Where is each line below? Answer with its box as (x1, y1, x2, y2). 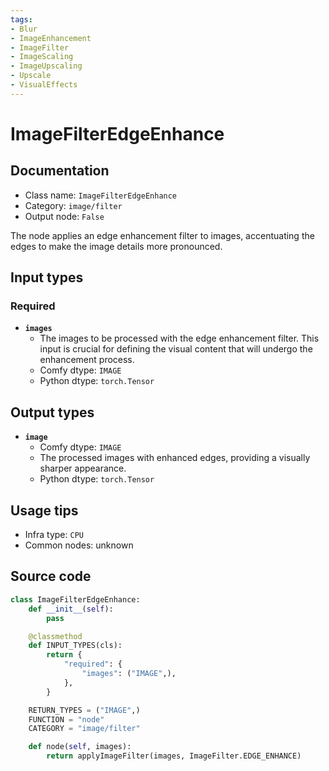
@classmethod (28, 631, 83, 641)
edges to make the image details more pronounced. (10, 240, 223, 252)
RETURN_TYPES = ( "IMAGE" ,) (28, 705, 141, 715)
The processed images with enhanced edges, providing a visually (39, 452, 311, 464)
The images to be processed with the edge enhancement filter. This (39, 332, 320, 345)
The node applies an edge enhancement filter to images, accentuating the (10, 229, 315, 241)
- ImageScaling (10, 52, 74, 62)
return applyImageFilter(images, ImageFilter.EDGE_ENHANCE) (46, 751, 302, 761)
